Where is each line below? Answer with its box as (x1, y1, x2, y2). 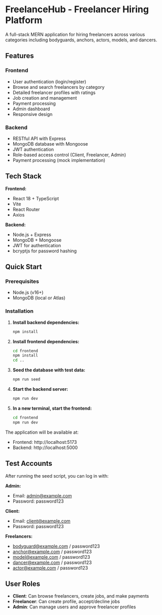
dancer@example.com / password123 (12, 559, 92, 565)
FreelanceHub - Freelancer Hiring (5, 4, 149, 15)
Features (5, 52, 34, 60)
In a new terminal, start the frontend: (12, 405, 92, 411)
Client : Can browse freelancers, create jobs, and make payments (12, 593, 149, 599)
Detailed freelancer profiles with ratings (12, 89, 95, 96)
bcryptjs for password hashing (12, 248, 77, 254)
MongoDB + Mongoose (12, 236, 62, 243)
